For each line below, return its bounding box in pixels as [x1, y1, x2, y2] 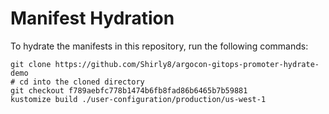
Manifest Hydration [10, 7, 175, 30]
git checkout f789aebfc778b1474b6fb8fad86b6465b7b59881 [10, 85, 248, 96]
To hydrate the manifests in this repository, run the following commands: [10, 40, 309, 52]
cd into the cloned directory [19, 77, 145, 87]
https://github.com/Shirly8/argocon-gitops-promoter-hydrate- [54, 59, 320, 69]
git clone [10, 59, 52, 69]
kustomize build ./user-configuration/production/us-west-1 [10, 94, 267, 104]
